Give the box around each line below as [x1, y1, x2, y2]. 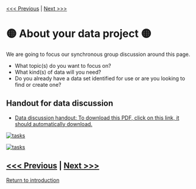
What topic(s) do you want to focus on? [14, 62, 111, 69]
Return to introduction [6, 177, 60, 184]
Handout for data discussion [6, 98, 114, 109]
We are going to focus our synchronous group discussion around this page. [6, 51, 191, 58]
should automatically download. [14, 120, 93, 127]
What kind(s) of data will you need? [14, 68, 102, 75]
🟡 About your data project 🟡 [6, 27, 152, 40]
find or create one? [14, 81, 62, 88]
